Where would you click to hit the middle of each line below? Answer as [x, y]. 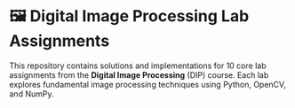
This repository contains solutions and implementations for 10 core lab [138, 66]
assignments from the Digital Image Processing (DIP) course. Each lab [139, 74]
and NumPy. [32, 94]
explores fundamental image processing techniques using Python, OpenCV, [147, 84]
